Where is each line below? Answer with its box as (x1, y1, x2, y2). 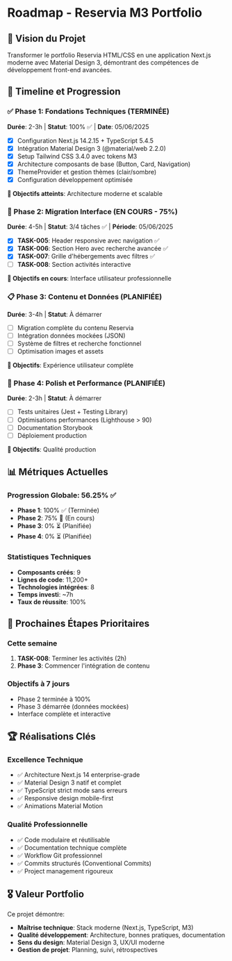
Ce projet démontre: (7, 910, 65, 919)
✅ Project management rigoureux (17, 866, 113, 875)
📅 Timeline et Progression (7, 85, 121, 98)
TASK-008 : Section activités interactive (17, 260, 131, 268)
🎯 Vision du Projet (7, 33, 86, 44)
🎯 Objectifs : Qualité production (7, 445, 97, 453)
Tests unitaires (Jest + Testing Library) (17, 408, 129, 416)
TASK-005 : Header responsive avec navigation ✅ (17, 236, 160, 245)
